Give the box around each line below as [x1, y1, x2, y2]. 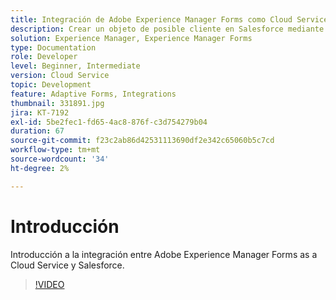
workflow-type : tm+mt [10, 145, 101, 155]
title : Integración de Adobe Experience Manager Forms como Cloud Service [10, 14, 329, 25]
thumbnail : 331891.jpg [10, 98, 105, 108]
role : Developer [10, 52, 78, 62]
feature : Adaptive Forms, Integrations [10, 89, 177, 99]
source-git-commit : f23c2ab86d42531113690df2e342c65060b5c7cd [10, 136, 275, 146]
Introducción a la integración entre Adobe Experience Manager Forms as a [10, 248, 318, 260]
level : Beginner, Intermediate [10, 61, 141, 71]
